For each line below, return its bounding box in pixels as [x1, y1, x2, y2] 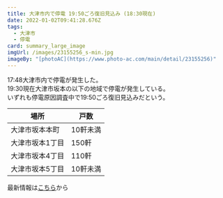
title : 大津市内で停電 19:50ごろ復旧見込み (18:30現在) [7, 10, 156, 17]
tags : [7, 23, 23, 30]
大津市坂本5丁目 [10, 164, 65, 174]
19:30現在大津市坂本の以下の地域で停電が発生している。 [7, 84, 169, 93]
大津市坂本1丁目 [10, 137, 65, 147]
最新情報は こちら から [7, 183, 68, 192]
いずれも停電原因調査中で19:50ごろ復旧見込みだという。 [7, 93, 169, 101]
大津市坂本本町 [10, 125, 61, 135]
